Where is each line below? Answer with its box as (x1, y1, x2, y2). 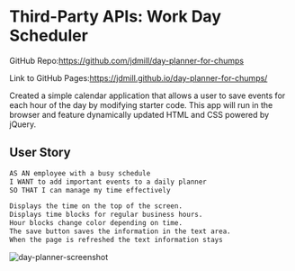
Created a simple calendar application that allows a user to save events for (9, 90, 286, 101)
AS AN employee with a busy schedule (9, 168, 151, 177)
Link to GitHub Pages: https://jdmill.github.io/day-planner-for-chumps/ (9, 72, 268, 83)
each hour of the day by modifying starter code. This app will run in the (9, 99, 273, 110)
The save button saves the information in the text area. (9, 227, 231, 236)
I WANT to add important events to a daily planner (9, 177, 207, 186)
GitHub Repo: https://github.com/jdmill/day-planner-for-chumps (9, 55, 245, 66)
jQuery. (9, 119, 37, 130)
